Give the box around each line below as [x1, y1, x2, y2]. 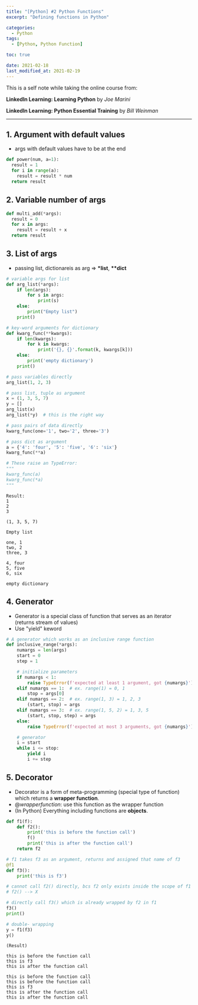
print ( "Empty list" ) [27, 309, 78, 315]
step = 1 [16, 658, 38, 664]
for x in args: [11, 222, 49, 228]
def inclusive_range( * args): [6, 642, 78, 648]
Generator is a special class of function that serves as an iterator [14, 612, 172, 619]
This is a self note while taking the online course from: [6, 84, 137, 91]
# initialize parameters [16, 669, 78, 675]
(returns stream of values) [14, 619, 78, 626]
